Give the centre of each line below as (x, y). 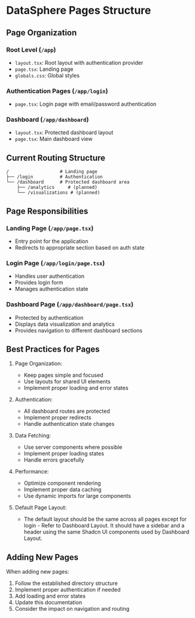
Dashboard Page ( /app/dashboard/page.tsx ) (70, 305)
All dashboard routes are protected (67, 411)
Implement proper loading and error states (76, 388)
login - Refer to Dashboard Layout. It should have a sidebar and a (104, 526)
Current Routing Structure (56, 157)
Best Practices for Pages (53, 349)
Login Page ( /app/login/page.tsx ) (56, 263)
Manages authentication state (51, 289)
